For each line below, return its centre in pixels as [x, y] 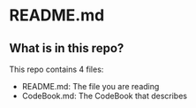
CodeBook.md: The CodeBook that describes [105, 96]
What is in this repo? [67, 48]
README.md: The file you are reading [90, 86]
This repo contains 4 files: [57, 69]
